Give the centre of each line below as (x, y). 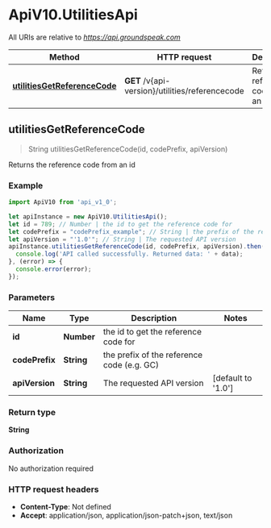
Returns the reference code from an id (72, 164)
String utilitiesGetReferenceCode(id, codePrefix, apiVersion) (128, 149)
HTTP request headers (54, 489)
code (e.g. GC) (131, 365)
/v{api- (156, 81)
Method (65, 56)
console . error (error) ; (54, 269)
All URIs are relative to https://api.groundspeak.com (95, 37)
